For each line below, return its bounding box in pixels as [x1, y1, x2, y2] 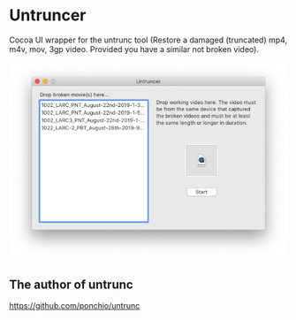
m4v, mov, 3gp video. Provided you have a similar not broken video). [9, 43, 259, 54]
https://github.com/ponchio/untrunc [9, 300, 140, 310]
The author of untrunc [9, 277, 134, 292]
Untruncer [9, 5, 87, 26]
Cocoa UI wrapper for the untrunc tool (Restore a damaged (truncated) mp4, [9, 34, 288, 45]
